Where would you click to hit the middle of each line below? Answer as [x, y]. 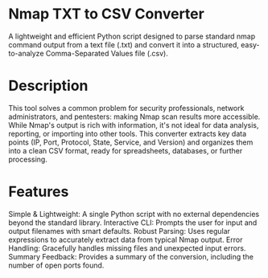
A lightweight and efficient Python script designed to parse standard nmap [132, 36]
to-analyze [26, 53]
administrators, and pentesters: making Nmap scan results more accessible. [134, 117]
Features [39, 192]
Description [48, 86]
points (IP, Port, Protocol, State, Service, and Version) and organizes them [131, 142]
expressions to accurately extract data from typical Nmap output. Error [126, 239]
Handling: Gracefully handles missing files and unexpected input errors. [127, 248]
